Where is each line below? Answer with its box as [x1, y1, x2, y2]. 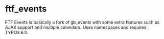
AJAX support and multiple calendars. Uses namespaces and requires [5, 24, 147, 30]
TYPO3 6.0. [5, 29, 28, 35]
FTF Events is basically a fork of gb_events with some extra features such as [5, 19, 160, 25]
